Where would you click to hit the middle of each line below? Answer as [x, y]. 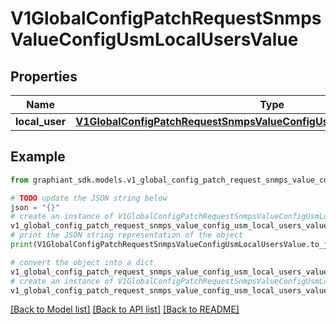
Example [38, 157]
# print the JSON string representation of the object [127, 235]
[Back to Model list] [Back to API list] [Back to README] [125, 309]
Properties [44, 76]
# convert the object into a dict [82, 262]
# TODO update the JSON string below [89, 198]
